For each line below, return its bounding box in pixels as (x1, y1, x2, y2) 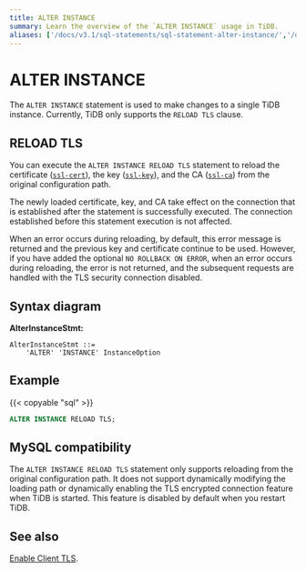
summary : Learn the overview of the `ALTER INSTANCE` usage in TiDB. (9, 22, 280, 31)
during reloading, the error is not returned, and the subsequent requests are (9, 263, 294, 274)
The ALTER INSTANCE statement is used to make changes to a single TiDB (9, 99, 280, 110)
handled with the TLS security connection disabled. (9, 272, 203, 283)
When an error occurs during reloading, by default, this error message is (9, 234, 281, 245)
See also (9, 528, 59, 544)
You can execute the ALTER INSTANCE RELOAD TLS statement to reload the (9, 160, 280, 171)
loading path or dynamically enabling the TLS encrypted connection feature (9, 483, 293, 494)
